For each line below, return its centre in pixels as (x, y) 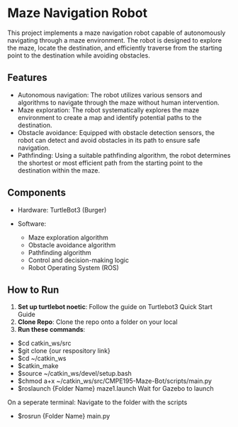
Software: (32, 223)
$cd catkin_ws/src (44, 343)
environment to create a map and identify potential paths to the (109, 117)
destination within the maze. (59, 170)
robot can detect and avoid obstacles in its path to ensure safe (109, 140)
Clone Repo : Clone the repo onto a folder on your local (98, 322)
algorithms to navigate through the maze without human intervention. (118, 102)
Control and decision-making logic (79, 260)
